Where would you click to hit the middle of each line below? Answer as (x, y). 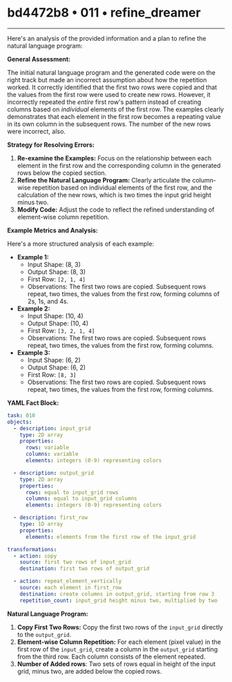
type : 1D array (41, 524)
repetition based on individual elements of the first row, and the (122, 187)
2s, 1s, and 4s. (48, 301)
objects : (20, 422)
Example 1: (33, 257)
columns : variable (52, 454)
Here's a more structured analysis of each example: (80, 243)
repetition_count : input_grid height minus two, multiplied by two (118, 600)
